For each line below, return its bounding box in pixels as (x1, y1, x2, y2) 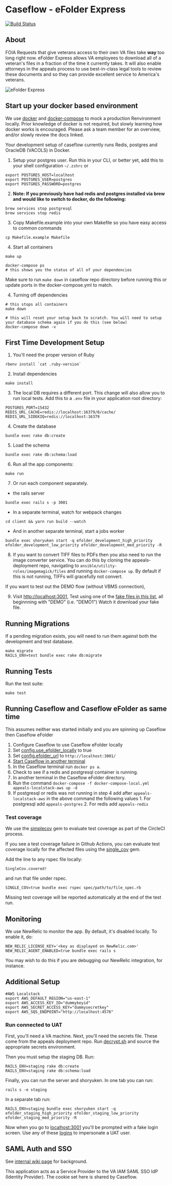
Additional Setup (5, 978, 60, 986)
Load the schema (12, 442, 50, 448)
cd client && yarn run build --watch (5, 519, 86, 525)
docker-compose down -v (5, 324, 56, 329)
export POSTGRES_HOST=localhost (5, 172, 74, 178)
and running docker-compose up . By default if (67, 568, 161, 574)
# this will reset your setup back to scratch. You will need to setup (5, 315, 162, 320)
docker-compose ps (5, 263, 45, 268)
